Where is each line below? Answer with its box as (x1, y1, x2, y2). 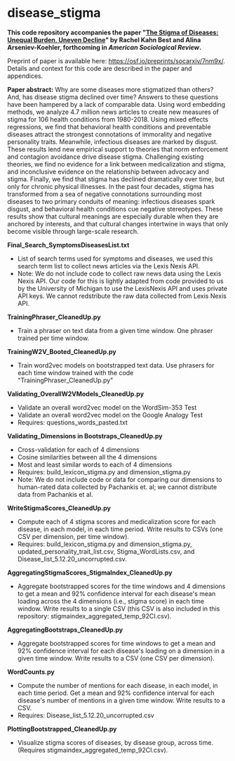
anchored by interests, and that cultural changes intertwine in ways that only (7, 219, 229, 228)
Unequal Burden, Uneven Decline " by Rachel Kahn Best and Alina (7, 35, 201, 44)
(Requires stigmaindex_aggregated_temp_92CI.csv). (17, 746, 168, 754)
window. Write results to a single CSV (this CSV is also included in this (17, 604, 220, 613)
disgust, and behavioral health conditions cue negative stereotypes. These (7, 204, 223, 213)
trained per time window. (17, 334, 90, 342)
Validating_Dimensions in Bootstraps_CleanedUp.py (7, 431, 163, 440)
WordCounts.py (7, 668, 55, 676)
